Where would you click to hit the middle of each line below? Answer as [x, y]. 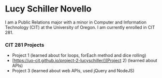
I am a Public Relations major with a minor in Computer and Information [76, 22]
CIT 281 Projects [25, 45]
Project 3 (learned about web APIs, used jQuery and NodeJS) [73, 71]
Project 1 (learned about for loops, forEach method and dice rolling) [79, 55]
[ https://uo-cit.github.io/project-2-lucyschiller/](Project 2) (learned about [85, 61]
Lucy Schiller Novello [48, 9]
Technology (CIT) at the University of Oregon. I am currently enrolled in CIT [80, 27]
